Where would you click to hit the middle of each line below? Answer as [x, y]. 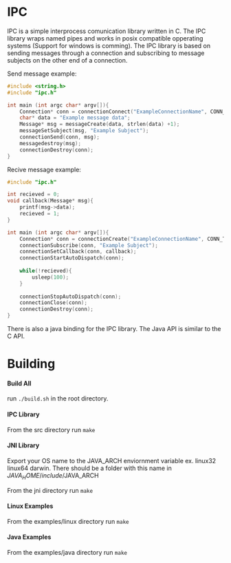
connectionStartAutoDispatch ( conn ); [72, 258]
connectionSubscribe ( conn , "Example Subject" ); [89, 245]
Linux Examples [30, 506]
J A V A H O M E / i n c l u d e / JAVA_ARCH [53, 476]
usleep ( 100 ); [51, 277]
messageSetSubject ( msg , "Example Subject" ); [84, 131]
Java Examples [29, 537]
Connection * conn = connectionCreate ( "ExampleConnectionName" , [112, 239]
